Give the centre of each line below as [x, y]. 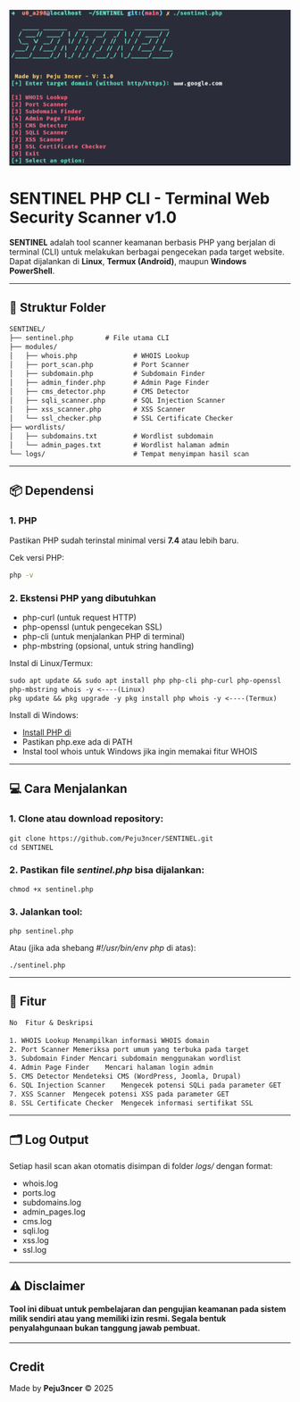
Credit [27, 1367]
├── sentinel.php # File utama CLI [89, 338]
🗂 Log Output [49, 1140]
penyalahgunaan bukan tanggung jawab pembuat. [105, 1328]
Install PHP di [46, 732]
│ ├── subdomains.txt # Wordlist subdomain [112, 437]
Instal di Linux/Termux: [51, 663]
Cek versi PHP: [37, 557]
